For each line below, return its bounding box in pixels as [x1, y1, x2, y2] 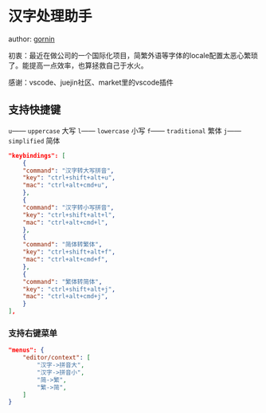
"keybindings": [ [8, 151, 66, 159]
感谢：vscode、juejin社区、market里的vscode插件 [8, 77, 174, 87]
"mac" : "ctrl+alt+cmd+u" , [22, 181, 109, 190]
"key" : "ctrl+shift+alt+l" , [22, 210, 115, 219]
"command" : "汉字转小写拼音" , [22, 203, 115, 211]
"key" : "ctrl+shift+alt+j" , [22, 285, 115, 293]
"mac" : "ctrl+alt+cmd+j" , [22, 293, 109, 301]
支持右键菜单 [8, 328, 58, 339]
